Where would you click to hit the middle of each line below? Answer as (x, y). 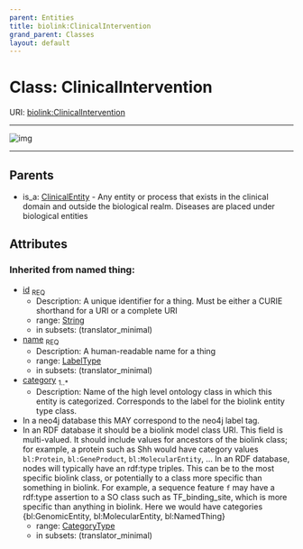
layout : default (40, 43)
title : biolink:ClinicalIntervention (80, 26)
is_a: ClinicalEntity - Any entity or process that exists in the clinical (145, 197)
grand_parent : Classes (52, 34)
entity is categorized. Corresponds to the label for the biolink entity (161, 401)
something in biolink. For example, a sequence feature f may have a (148, 488)
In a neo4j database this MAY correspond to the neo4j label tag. (141, 421)
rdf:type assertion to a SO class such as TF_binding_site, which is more (155, 498)
